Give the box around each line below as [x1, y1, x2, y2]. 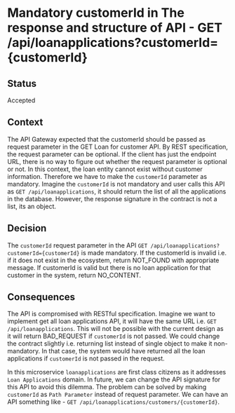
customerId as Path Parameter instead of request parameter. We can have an [7, 391, 228, 399]
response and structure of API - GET [7, 20, 223, 36]
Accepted [7, 96, 36, 104]
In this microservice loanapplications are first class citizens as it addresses [7, 368, 227, 377]
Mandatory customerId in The [7, 5, 184, 21]
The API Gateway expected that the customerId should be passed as [7, 135, 206, 143]
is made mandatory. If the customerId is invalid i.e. [81, 248, 227, 257]
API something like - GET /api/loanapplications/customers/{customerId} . [7, 398, 220, 406]
